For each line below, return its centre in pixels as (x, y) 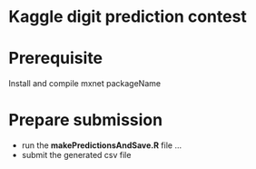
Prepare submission (86, 120)
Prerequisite (56, 59)
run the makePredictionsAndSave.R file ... (102, 145)
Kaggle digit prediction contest (128, 17)
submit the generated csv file (76, 155)
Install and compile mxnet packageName (84, 84)
